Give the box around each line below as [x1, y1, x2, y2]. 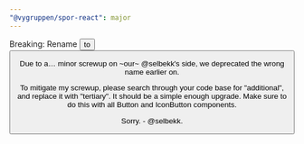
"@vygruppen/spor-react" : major [9, 13, 131, 22]
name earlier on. [124, 67, 180, 76]
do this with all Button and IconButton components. [67, 100, 237, 110]
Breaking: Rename [9, 38, 78, 49]
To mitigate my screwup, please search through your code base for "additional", [19, 83, 285, 93]
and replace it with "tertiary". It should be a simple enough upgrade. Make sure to [16, 92, 288, 102]
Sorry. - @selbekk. [120, 116, 184, 126]
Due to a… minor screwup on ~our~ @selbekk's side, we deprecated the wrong [19, 58, 285, 68]
